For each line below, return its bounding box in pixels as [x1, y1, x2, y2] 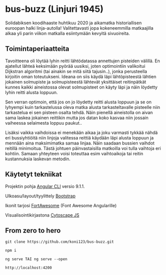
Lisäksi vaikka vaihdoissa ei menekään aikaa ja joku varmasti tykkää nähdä [5, 130, 158, 136]
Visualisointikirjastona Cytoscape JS [5, 212, 80, 218]
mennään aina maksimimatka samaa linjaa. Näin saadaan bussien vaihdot [5, 140, 155, 146]
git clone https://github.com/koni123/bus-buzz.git [5, 239, 114, 244]
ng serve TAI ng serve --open [5, 257, 68, 262]
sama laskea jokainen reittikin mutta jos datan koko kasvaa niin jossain [5, 115, 149, 121]
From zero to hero [5, 226, 61, 234]
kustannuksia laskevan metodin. [5, 156, 71, 162]
